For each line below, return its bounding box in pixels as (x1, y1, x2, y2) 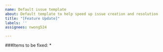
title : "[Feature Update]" (5, 16, 60, 21)
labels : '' (5, 20, 27, 26)
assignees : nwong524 (5, 25, 47, 30)
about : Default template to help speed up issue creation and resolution (5, 12, 159, 16)
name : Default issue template (5, 7, 67, 12)
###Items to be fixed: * (5, 42, 52, 48)
